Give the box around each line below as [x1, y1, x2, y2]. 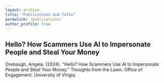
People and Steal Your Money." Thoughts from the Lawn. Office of [5, 66, 143, 73]
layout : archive [5, 7, 39, 13]
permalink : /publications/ [5, 17, 62, 22]
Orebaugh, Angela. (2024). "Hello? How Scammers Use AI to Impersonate [5, 61, 159, 67]
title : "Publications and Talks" [5, 12, 76, 17]
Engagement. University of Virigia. [5, 72, 77, 78]
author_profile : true [5, 21, 51, 27]
